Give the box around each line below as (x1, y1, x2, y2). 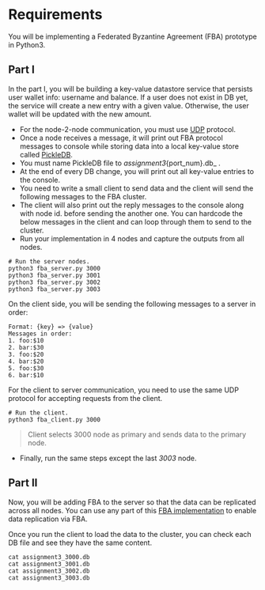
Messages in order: (8, 330, 73, 338)
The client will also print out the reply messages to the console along (19, 200, 244, 210)
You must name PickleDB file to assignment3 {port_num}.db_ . (19, 158, 221, 168)
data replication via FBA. (8, 514, 89, 524)
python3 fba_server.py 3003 (8, 285, 101, 293)
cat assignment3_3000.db (8, 553, 90, 561)
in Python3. (8, 40, 46, 49)
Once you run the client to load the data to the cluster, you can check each (8, 529, 252, 539)
